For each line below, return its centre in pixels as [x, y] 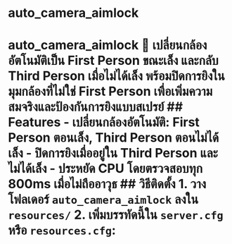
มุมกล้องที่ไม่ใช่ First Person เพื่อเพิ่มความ [110, 91]
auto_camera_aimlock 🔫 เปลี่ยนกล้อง [108, 45]
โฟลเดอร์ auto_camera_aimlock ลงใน [103, 200]
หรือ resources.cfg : [62, 230]
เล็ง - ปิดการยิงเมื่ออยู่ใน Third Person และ [113, 153]
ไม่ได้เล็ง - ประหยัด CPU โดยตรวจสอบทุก [105, 169]
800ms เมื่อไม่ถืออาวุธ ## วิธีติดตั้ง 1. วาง [107, 184]
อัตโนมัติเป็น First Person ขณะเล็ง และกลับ [113, 61]
